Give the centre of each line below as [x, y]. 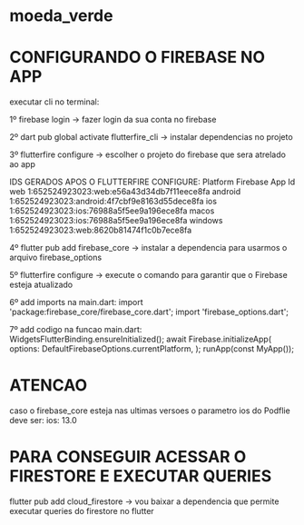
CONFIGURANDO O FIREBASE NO [137, 58]
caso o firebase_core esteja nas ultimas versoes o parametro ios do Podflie [150, 411]
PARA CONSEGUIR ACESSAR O [128, 457]
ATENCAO [49, 386]
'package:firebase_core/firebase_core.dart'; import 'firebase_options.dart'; [149, 312]
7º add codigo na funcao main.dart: [76, 330]
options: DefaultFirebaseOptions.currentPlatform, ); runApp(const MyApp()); [152, 349]
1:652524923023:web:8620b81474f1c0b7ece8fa [101, 230]
